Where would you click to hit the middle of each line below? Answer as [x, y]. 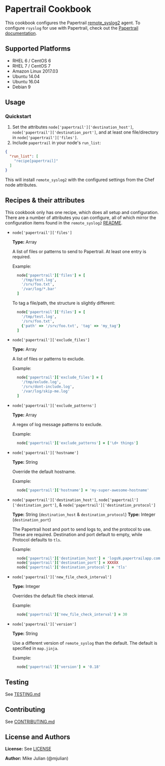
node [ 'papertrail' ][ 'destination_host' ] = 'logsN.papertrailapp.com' [90, 558]
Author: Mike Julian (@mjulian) [37, 759]
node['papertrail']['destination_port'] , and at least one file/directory [85, 132]
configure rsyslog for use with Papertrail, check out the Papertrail [72, 28]
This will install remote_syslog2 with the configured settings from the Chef [80, 180]
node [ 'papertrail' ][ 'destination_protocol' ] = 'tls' [72, 567]
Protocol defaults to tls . [37, 540]
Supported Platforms [38, 49]
